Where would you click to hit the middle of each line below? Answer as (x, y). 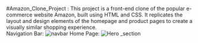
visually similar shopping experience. (51, 27)
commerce (19, 15)
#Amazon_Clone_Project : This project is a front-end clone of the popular (96, 9)
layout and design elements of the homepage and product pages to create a (99, 21)
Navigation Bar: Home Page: (53, 34)
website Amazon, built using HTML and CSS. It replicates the (108, 15)
